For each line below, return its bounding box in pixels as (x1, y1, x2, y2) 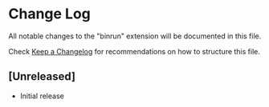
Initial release (19, 91, 64, 101)
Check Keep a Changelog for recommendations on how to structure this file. (8, 46, 261, 56)
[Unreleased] (8, 69, 76, 84)
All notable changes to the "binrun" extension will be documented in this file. (8, 31, 262, 41)
